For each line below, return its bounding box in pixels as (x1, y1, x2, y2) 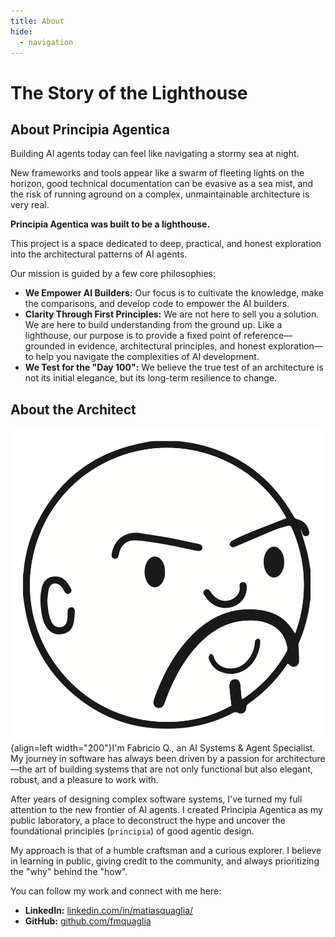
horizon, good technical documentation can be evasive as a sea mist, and (10, 178, 314, 190)
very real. (10, 199, 50, 211)
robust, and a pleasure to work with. (10, 774, 159, 786)
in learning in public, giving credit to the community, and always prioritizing (10, 855, 320, 867)
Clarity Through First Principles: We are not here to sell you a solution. (24, 308, 320, 320)
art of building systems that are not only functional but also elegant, (34, 763, 313, 775)
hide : (10, 26, 33, 37)
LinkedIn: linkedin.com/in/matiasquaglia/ (24, 905, 194, 917)
